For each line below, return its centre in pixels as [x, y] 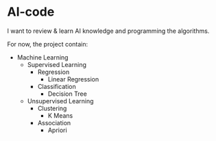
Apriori [57, 130]
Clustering [52, 108]
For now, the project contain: [48, 44]
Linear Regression [73, 79]
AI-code [31, 12]
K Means [60, 115]
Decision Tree [67, 94]
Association [54, 123]
